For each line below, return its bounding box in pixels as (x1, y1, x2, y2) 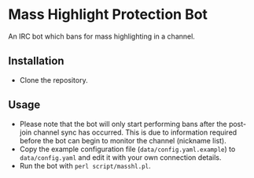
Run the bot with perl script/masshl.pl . (19, 161, 151, 170)
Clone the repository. (19, 75, 88, 84)
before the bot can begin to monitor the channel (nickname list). (19, 135, 226, 145)
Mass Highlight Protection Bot (8, 6, 208, 24)
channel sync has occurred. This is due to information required (33, 128, 237, 137)
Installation (8, 54, 64, 68)
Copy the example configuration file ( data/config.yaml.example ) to (19, 144, 236, 154)
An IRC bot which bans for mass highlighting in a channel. (8, 32, 195, 41)
